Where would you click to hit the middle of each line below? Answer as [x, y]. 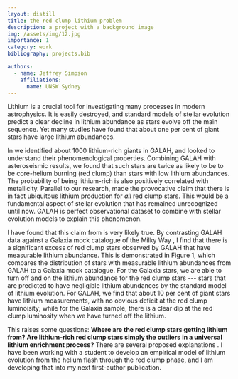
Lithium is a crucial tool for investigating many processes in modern [106, 107]
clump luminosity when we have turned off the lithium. [87, 316]
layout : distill [31, 14]
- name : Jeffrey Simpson [50, 73]
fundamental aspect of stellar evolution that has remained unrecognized [113, 204]
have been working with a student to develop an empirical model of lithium [117, 353]
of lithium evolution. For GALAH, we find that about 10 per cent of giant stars [119, 294]
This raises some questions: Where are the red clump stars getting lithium [118, 330]
